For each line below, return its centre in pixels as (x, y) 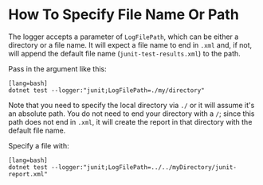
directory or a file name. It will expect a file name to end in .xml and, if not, (130, 44)
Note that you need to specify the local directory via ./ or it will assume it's (131, 105)
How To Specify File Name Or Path (124, 15)
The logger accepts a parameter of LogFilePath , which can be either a (124, 37)
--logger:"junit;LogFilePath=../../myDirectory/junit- (144, 167)
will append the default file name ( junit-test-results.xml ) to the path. (124, 53)
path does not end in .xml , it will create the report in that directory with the (130, 121)
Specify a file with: (39, 145)
